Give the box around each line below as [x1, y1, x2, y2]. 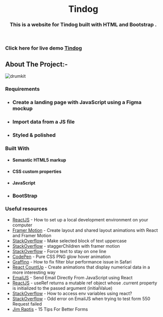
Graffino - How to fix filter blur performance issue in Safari [12, 259, 132, 264]
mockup [12, 105, 33, 112]
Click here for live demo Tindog [5, 45, 82, 52]
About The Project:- [5, 60, 68, 68]
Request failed [12, 301, 42, 307]
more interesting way [12, 269, 56, 275]
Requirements [5, 86, 40, 93]
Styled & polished [12, 131, 56, 138]
